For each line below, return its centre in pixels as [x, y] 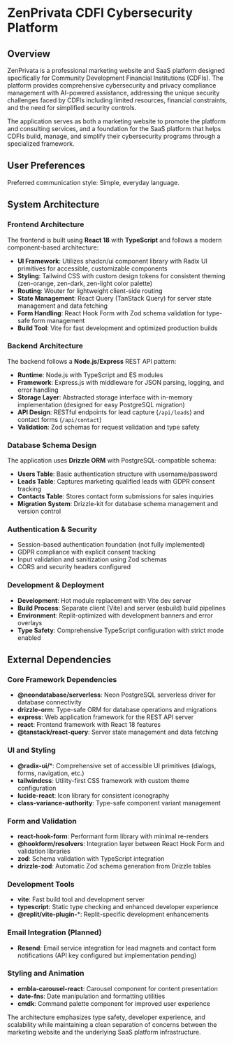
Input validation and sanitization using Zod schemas [92, 559]
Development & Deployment [56, 585]
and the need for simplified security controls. [72, 108]
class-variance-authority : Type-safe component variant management [119, 803]
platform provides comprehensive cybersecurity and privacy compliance [112, 85]
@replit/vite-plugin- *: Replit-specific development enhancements [113, 914]
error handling [38, 390]
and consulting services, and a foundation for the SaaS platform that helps [114, 129]
